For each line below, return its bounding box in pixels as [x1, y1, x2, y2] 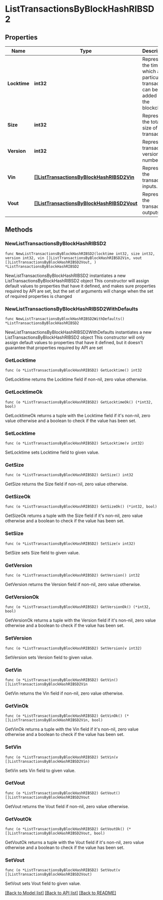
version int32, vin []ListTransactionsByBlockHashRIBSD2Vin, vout [5, 256, 142, 260]
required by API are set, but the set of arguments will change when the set [5, 288, 154, 294]
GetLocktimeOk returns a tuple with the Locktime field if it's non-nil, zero [5, 412, 150, 418]
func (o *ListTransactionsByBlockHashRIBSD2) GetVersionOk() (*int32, [5, 605, 151, 609]
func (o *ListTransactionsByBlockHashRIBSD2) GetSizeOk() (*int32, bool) [5, 504, 158, 509]
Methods [5, 225, 33, 234]
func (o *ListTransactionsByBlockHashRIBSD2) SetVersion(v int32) [5, 646, 142, 651]
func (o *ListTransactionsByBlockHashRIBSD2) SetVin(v [5, 754, 118, 760]
